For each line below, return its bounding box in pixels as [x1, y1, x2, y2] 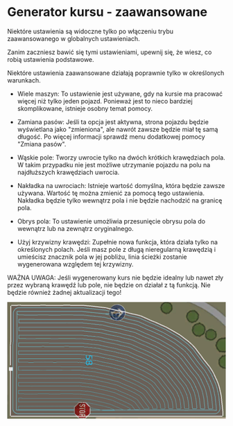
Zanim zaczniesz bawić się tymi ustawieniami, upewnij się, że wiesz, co [7, 48, 212, 56]
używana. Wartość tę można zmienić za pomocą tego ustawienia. [17, 189, 205, 197]
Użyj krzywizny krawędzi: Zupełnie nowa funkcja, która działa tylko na [17, 237, 218, 246]
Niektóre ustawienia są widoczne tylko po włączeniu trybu [7, 27, 174, 35]
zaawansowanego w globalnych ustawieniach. [7, 34, 140, 42]
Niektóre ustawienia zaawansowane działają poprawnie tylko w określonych [7, 69, 225, 77]
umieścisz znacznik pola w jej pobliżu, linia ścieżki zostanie [17, 253, 187, 261]
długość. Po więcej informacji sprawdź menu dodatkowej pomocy [17, 133, 206, 141]
